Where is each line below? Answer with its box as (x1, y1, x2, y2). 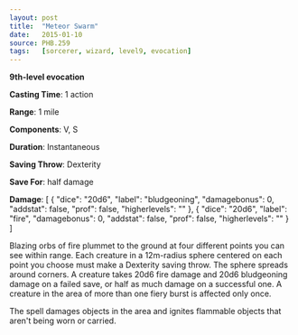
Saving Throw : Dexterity (9, 159, 101, 170)
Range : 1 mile (9, 107, 60, 117)
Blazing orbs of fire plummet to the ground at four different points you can (9, 240, 285, 251)
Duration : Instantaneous (9, 142, 100, 153)
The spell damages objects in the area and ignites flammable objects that (9, 306, 282, 317)
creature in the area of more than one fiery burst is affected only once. (9, 288, 272, 299)
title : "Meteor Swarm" (9, 22, 99, 31)
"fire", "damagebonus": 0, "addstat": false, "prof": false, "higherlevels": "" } (9, 213, 290, 224)
